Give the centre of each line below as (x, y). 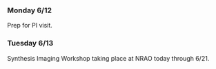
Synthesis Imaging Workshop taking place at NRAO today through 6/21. (108, 58)
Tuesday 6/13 (30, 43)
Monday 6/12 (30, 10)
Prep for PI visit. (30, 26)
